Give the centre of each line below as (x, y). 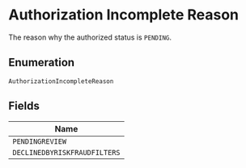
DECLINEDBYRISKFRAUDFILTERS (66, 152)
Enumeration (42, 63)
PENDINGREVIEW (40, 141)
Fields (24, 106)
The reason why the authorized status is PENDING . (90, 37)
